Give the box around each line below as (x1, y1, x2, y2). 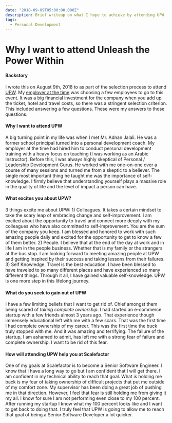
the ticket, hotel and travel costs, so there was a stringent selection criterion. (5, 100, 167, 106)
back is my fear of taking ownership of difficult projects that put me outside (5, 379, 165, 385)
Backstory (5, 73, 28, 79)
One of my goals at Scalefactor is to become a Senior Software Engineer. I (5, 362, 162, 368)
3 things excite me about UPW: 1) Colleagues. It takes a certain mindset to (5, 207, 162, 213)
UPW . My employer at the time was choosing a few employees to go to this (5, 89, 164, 95)
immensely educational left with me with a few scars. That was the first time (5, 318, 166, 324)
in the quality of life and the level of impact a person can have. (5, 183, 137, 189)
